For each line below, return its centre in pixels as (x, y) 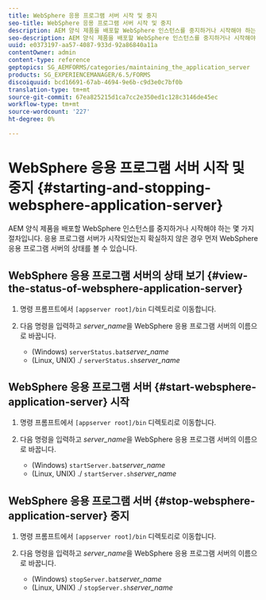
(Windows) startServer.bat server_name (98, 466)
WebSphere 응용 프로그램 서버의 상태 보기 (106, 276)
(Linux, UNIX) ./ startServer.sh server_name (104, 473)
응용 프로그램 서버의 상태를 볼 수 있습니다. (73, 248)
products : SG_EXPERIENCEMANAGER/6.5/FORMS (79, 75)
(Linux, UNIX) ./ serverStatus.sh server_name (106, 360)
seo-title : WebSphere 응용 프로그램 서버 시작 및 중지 (90, 23)
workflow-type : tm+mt (44, 104)
